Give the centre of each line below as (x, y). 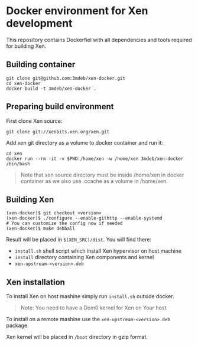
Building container (41, 65)
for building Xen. (26, 46)
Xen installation (35, 282)
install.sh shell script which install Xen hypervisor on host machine (98, 251)
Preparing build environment (60, 107)
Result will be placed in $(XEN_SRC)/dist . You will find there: (79, 240)
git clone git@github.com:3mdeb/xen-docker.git (66, 78)
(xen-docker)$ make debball (41, 229)
